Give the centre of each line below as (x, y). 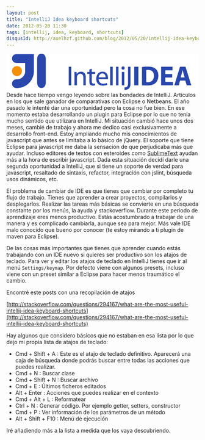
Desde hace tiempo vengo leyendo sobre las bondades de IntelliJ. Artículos (101, 95)
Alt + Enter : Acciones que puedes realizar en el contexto (87, 393)
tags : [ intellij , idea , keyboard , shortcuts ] (65, 32)
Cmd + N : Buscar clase (45, 373)
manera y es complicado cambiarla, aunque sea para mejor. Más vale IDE (99, 223)
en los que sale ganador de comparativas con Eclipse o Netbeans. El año (98, 101)
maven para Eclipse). (33, 236)
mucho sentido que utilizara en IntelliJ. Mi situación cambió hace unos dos (100, 121)
